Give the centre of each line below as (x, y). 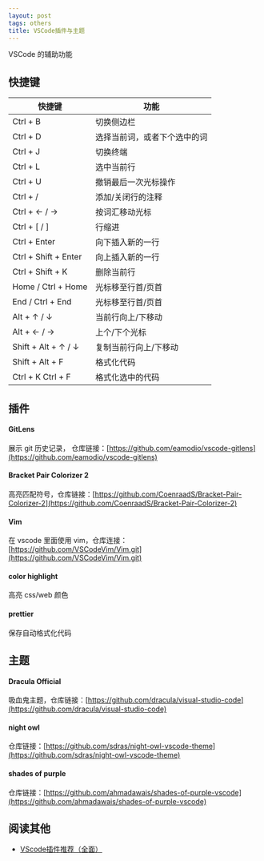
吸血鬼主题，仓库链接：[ (48, 700)
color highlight (33, 576)
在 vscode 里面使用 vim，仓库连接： (68, 541)
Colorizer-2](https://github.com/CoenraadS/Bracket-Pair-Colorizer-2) (123, 503)
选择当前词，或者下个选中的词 (152, 137)
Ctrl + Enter (34, 242)
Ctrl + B (27, 122)
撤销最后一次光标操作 (136, 183)
